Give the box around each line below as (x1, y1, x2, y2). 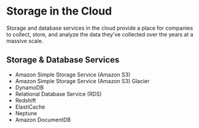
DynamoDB (15, 84, 44, 91)
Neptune (15, 109, 38, 116)
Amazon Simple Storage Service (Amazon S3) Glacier (15, 77, 150, 84)
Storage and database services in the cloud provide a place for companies (6, 24, 194, 32)
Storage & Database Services (6, 55, 120, 65)
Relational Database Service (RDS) (15, 90, 102, 98)
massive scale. (6, 37, 44, 44)
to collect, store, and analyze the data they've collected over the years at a (6, 30, 194, 38)
